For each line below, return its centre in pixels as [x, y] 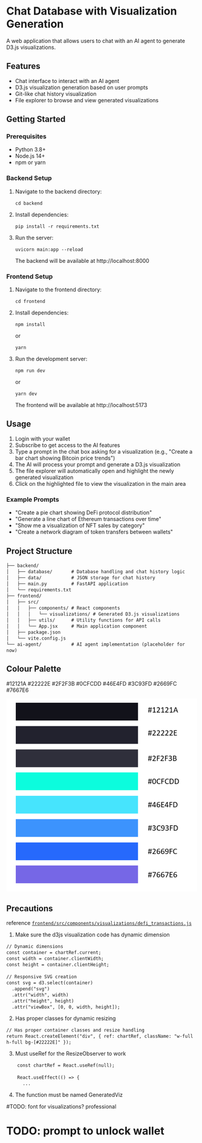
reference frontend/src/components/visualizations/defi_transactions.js [99, 923]
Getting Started [36, 119]
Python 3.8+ [31, 150]
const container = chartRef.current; [54, 953]
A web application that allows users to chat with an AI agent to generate [96, 41]
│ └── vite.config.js [36, 638]
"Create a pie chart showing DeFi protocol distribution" [83, 512]
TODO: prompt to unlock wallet [85, 1131]
